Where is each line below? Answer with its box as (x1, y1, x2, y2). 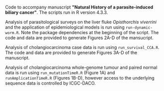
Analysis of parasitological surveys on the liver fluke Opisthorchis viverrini (5, 19, 157, 25)
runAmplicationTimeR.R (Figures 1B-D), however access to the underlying (5, 75, 155, 81)
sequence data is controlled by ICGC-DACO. (5, 80, 96, 86)
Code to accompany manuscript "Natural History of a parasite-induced (5, 4, 154, 10)
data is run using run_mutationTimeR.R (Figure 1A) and (5, 70, 115, 76)
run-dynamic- (125, 25, 153, 30)
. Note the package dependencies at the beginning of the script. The (18, 30, 159, 35)
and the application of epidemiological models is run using (5, 24, 125, 30)
